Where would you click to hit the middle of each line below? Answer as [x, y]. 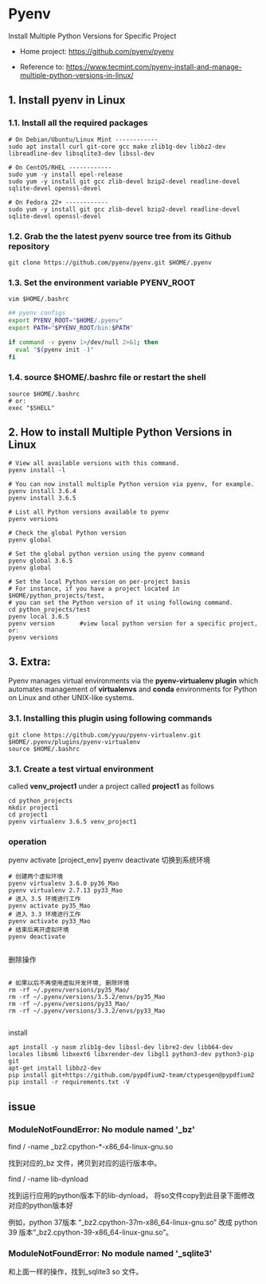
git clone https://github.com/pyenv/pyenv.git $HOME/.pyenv [110, 262]
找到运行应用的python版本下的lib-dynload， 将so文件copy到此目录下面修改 [132, 1195]
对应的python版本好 [41, 1205]
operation [27, 841]
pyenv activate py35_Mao [49, 906]
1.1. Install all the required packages [78, 123]
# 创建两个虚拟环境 [36, 877]
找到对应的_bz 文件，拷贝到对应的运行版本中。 [85, 1163]
